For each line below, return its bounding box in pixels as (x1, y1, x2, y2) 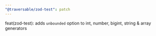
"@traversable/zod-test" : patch (5, 7, 70, 12)
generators (5, 25, 27, 31)
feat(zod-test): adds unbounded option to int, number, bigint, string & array (5, 20, 151, 26)
